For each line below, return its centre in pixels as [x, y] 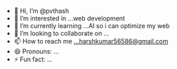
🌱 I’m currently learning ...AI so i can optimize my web [92, 26]
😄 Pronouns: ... [37, 51]
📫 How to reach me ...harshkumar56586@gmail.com [91, 41]
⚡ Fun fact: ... [33, 59]
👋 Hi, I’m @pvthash [41, 11]
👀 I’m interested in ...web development [69, 18]
